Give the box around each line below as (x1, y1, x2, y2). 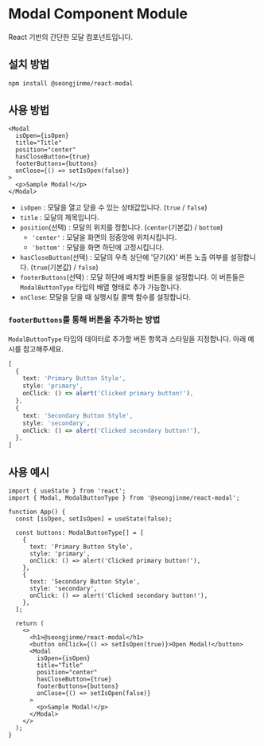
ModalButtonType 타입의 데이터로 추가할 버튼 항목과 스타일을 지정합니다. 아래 (8, 334, 247, 344)
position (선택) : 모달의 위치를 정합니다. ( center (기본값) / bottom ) (19, 222, 223, 232)
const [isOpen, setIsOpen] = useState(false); (15, 515, 173, 523)
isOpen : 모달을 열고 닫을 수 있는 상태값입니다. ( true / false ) (19, 202, 208, 212)
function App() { (8, 508, 66, 516)
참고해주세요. (22, 344, 64, 353)
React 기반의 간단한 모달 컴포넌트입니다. (8, 32, 134, 41)
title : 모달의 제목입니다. (19, 213, 99, 222)
